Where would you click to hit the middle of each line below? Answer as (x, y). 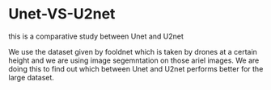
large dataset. (32, 77)
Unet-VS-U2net (62, 14)
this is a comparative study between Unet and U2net (96, 36)
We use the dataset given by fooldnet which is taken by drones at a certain (133, 51)
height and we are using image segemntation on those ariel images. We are (134, 60)
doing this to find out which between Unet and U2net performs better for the (136, 68)
